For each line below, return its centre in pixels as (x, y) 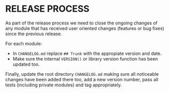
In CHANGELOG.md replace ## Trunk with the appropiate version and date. (87, 53)
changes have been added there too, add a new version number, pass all (82, 79)
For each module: (24, 43)
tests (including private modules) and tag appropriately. (64, 85)
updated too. (26, 64)
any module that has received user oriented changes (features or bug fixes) (85, 28)
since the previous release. (34, 34)
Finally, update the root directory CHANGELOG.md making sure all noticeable (82, 74)
